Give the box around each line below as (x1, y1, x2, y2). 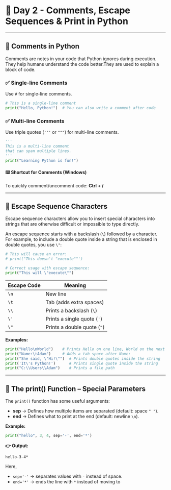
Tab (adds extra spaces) (45, 299, 104, 306)
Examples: (5, 336, 28, 342)
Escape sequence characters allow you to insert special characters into (5, 215, 155, 222)
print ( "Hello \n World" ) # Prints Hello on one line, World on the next (5, 347, 165, 352)
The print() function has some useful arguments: (5, 398, 110, 404)
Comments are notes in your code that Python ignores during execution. (5, 56, 157, 62)
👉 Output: (5, 443, 29, 449)
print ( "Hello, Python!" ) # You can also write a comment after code (5, 105, 156, 110)
